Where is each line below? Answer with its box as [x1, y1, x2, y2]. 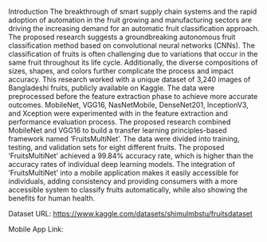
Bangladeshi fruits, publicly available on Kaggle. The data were [8, 83, 215, 93]
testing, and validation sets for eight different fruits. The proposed [8, 143, 225, 152]
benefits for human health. [8, 193, 96, 203]
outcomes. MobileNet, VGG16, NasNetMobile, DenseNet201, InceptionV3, [8, 100, 249, 109]
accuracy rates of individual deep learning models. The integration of [8, 160, 235, 169]
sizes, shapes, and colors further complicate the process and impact [8, 66, 234, 75]
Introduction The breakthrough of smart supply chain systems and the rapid [8, 7, 257, 16]
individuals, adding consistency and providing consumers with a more [8, 177, 238, 186]
